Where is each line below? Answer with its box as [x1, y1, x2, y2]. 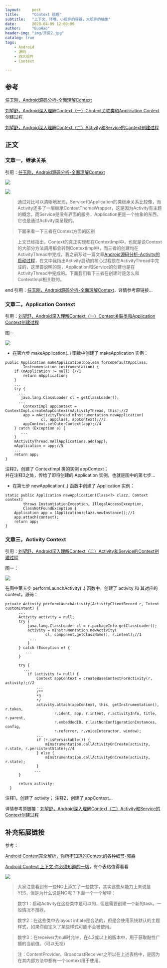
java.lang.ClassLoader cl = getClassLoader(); [20, 395, 120, 400]
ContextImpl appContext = [23, 404, 77, 409]
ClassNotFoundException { [23, 506, 77, 511]
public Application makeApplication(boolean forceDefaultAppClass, [5, 360, 149, 365]
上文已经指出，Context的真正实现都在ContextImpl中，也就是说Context [17, 238, 162, 245]
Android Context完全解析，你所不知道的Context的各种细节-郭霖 [5, 853, 136, 859]
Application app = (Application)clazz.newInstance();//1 [14, 511, 135, 516]
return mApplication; [23, 373, 68, 378]
